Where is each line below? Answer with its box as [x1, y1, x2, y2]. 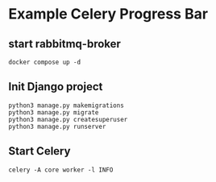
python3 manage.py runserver [8, 122, 106, 130]
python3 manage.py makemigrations [8, 101, 125, 110]
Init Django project [8, 80, 103, 93]
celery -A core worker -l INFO [8, 166, 114, 174]
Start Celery [8, 144, 71, 158]
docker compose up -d [8, 58, 81, 66]
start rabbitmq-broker [8, 37, 121, 51]
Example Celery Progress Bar [8, 5, 208, 23]
